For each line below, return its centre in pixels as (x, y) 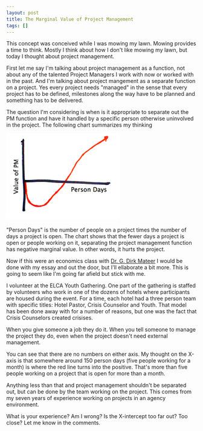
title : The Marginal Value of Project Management (70, 19)
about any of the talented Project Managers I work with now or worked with (100, 75)
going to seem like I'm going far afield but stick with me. (76, 274)
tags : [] (17, 25)
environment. (23, 405)
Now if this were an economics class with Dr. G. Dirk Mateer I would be (95, 261)
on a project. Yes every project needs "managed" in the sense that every (97, 87)
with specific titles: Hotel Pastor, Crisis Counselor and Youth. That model (97, 305)
